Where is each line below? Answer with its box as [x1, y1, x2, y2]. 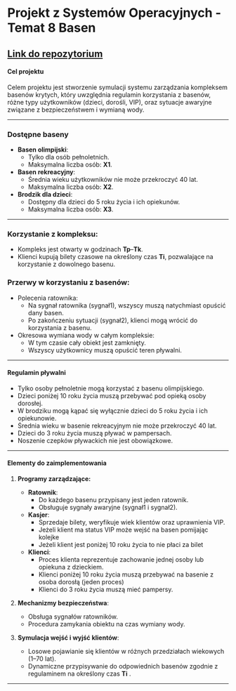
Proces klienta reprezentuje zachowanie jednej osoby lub [38, 555, 204, 564]
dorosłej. [17, 399, 44, 407]
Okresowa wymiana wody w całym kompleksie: [17, 331, 155, 339]
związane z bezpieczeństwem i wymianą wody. [7, 105, 145, 114]
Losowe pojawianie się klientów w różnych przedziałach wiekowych [27, 647, 225, 656]
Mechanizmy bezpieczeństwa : [17, 599, 109, 607]
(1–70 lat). [27, 654, 56, 663]
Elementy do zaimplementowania [7, 459, 107, 468]
